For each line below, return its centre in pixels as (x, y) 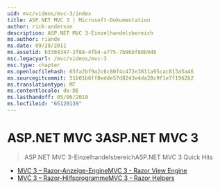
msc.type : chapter (34, 65)
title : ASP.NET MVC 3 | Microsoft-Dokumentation (79, 20)
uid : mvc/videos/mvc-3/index (49, 13)
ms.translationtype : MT (42, 84)
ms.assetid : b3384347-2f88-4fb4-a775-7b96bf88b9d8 (82, 53)
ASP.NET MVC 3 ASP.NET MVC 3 (103, 138)
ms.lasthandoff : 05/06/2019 (48, 98)
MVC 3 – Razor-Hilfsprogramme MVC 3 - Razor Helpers (96, 178)
